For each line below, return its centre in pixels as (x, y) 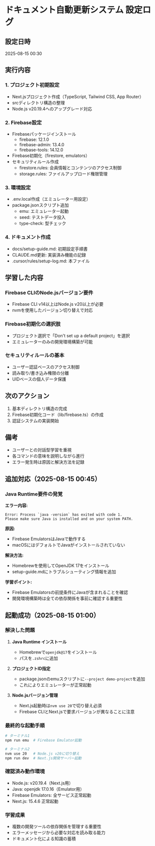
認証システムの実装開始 (35, 420)
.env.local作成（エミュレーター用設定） (51, 199)
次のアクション (27, 396)
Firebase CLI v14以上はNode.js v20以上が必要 (58, 304)
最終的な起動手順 (25, 725)
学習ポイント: (19, 582)
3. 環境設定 (18, 188)
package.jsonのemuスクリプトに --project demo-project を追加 (82, 679)
